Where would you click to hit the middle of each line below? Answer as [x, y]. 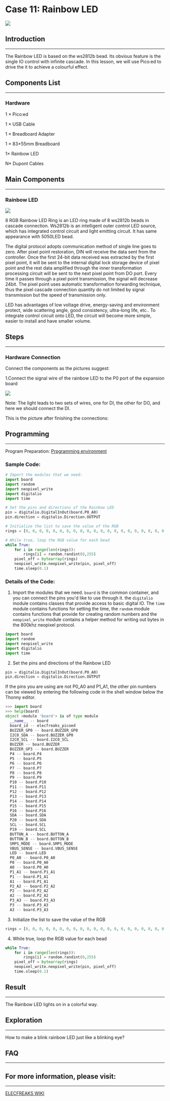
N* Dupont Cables [25, 163]
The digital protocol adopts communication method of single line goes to [81, 246]
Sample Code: [23, 464]
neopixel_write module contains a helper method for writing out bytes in [88, 620]
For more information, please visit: [61, 1076]
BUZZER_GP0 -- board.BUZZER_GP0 [44, 730]
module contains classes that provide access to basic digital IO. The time [89, 604]
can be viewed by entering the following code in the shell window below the [84, 692]
